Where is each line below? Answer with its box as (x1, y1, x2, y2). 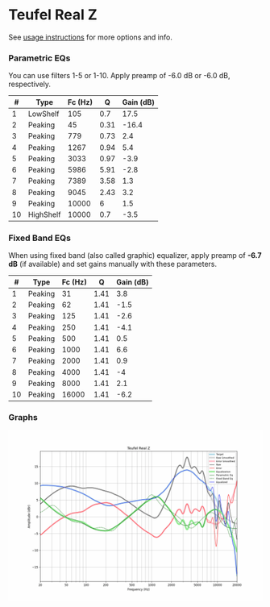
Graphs (8, 412, 38, 423)
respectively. (8, 79, 51, 89)
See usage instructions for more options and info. (8, 32, 173, 42)
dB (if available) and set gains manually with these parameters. (8, 260, 218, 269)
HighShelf (27, 210, 61, 219)
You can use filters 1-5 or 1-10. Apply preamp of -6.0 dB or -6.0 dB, (8, 71, 231, 81)
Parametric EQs (8, 52, 71, 64)
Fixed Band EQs (8, 232, 71, 243)
